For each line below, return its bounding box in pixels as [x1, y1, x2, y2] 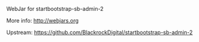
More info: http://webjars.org [6, 17, 79, 24]
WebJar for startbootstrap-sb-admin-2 [6, 5, 104, 12]
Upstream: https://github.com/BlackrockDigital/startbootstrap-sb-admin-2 [6, 29, 194, 36]
